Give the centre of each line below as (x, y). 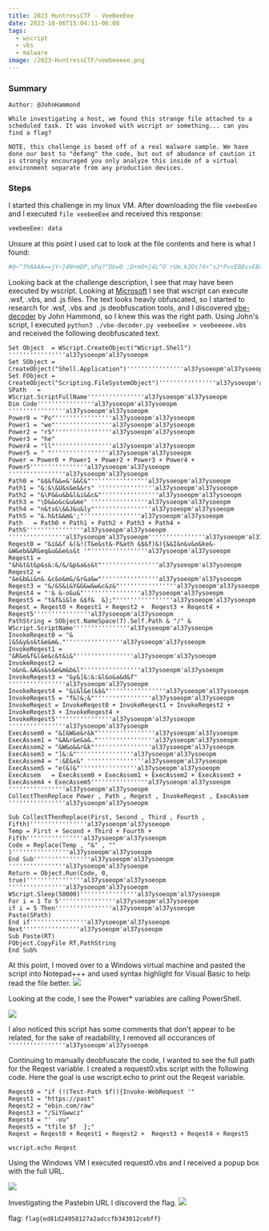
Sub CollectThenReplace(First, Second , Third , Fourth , (107, 817)
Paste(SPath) (30, 916)
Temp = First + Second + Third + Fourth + (80, 832)
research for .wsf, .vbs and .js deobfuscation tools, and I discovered (120, 308)
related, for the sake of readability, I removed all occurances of (112, 1038)
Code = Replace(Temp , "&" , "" (62, 845)
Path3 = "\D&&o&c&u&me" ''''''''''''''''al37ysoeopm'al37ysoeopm (119, 502)
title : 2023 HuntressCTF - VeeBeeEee (71, 16)
